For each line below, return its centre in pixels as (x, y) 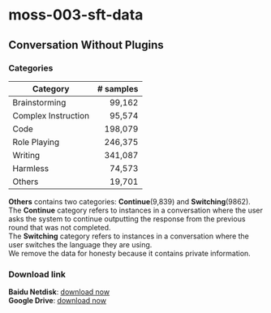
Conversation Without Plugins (86, 45)
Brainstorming (39, 102)
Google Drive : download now (58, 301)
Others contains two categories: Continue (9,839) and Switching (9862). (130, 201)
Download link (37, 274)
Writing (26, 155)
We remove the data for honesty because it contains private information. (130, 253)
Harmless (31, 168)
